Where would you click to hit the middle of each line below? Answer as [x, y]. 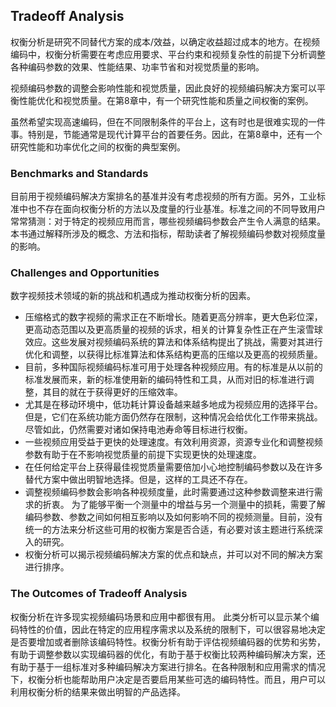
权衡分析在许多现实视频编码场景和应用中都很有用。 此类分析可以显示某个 [160, 616]
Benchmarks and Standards [79, 173]
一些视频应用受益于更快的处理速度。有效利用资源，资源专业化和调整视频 [173, 442]
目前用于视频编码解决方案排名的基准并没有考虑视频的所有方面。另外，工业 [163, 196]
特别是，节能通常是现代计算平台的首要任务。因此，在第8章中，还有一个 [175, 134]
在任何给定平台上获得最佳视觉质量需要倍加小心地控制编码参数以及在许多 [173, 467]
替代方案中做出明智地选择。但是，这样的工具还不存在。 [138, 480]
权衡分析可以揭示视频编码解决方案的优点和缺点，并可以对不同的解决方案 [173, 555]
